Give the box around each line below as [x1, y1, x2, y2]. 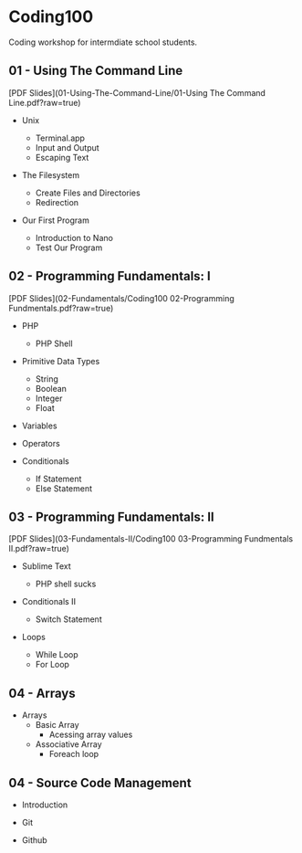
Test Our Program [35, 242, 103, 253]
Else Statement [35, 482, 93, 494]
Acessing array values [48, 729, 133, 741]
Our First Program [21, 215, 90, 226]
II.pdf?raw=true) [8, 543, 70, 554]
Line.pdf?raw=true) [8, 97, 81, 108]
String [35, 373, 58, 384]
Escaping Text [35, 152, 89, 163]
